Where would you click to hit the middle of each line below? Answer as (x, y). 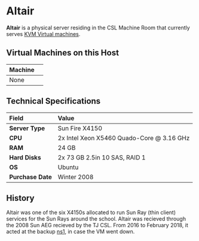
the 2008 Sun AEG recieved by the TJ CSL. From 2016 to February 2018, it (97, 225)
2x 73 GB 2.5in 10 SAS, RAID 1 (102, 157)
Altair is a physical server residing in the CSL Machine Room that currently (98, 28)
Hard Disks (25, 157)
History (20, 198)
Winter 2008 (76, 177)
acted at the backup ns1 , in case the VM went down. (71, 231)
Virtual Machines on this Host (63, 53)
